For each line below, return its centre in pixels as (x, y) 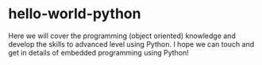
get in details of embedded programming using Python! (98, 52)
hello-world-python (75, 14)
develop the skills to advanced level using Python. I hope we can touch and (131, 44)
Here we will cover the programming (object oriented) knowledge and (122, 36)
